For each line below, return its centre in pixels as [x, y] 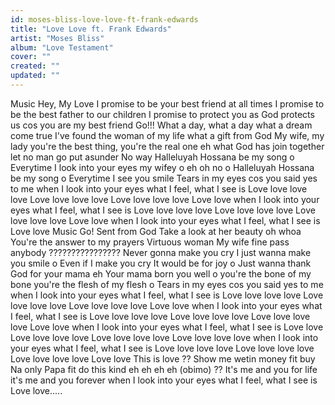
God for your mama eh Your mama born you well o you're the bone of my [161, 273]
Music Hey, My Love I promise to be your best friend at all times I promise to [167, 103]
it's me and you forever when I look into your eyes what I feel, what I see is [164, 380]
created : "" [35, 66]
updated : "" [35, 76]
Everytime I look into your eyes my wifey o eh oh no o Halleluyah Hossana [162, 167]
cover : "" [31, 57]
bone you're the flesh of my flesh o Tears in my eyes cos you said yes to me [167, 284]
